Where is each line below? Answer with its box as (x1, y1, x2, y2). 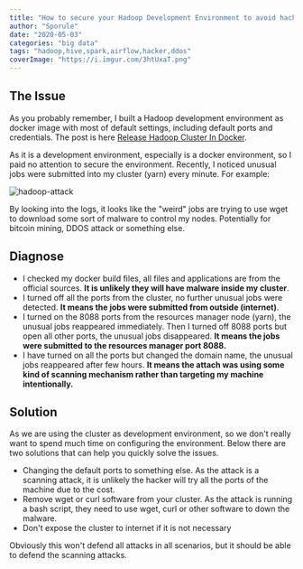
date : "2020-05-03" (9, 30, 83, 39)
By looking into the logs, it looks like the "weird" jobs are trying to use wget (9, 203, 289, 214)
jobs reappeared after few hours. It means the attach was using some (22, 359, 285, 370)
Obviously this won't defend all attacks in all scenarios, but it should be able (9, 540, 291, 551)
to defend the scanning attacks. (9, 550, 128, 561)
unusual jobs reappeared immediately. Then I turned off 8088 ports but (22, 321, 287, 331)
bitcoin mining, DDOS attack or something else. (9, 222, 185, 233)
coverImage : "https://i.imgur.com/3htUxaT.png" (9, 55, 192, 64)
